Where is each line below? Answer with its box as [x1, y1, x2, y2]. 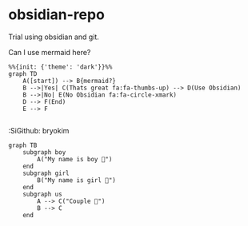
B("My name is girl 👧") [37, 176, 116, 184]
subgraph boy [22, 148, 66, 157]
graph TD [8, 69, 38, 77]
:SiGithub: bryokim [8, 125, 70, 135]
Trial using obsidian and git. [8, 32, 100, 42]
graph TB [8, 141, 38, 149]
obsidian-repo [8, 6, 106, 24]
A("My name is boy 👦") [37, 155, 113, 163]
